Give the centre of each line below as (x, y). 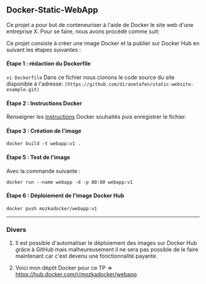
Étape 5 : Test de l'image (38, 157)
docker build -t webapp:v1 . (44, 144)
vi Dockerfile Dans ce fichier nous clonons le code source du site (90, 77)
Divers (16, 230)
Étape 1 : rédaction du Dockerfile (48, 64)
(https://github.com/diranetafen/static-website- (129, 84)
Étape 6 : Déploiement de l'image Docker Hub (65, 196)
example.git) (23, 90)
